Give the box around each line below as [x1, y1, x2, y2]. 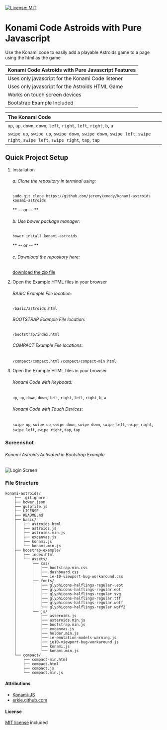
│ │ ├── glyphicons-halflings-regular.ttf [14, 596, 121, 601]
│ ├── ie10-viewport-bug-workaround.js [14, 640, 119, 645]
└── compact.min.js [23, 670, 64, 675]
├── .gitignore [14, 495, 46, 500]
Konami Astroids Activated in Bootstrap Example [5, 451, 105, 457]
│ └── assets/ [14, 556, 48, 562]
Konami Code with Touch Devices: [12, 406, 83, 412]
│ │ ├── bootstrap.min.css [14, 565, 88, 570]
